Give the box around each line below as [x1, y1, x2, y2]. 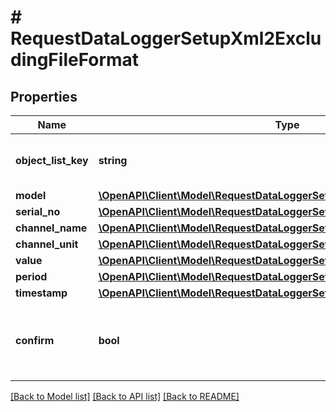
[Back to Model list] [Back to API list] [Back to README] [10, 391, 240, 402]
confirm [15, 334, 55, 347]
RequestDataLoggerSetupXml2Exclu [10, 27, 322, 50]
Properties [10, 88, 78, 105]
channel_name [15, 221, 88, 235]
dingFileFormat [10, 49, 140, 71]
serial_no [15, 205, 61, 218]
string [98, 154, 128, 167]
